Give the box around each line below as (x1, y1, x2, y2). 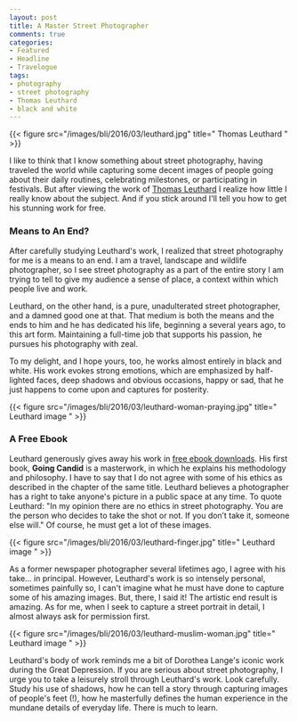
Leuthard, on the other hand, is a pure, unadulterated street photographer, (9, 300, 281, 311)
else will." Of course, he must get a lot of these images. (9, 519, 212, 530)
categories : (9, 37, 53, 47)
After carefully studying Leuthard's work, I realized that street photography (9, 245, 284, 256)
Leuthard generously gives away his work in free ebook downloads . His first (9, 453, 288, 464)
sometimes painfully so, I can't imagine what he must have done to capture (9, 582, 285, 593)
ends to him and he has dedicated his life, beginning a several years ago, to (9, 319, 286, 330)
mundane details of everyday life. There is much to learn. (9, 701, 219, 713)
